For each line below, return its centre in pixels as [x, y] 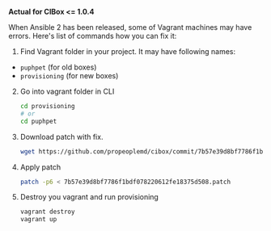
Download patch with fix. [61, 136]
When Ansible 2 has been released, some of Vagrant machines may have [130, 27]
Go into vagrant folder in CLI [67, 91]
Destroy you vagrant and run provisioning [89, 197]
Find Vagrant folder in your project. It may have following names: [128, 51]
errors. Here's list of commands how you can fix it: [93, 36]
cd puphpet [38, 121]
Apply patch [40, 167]
